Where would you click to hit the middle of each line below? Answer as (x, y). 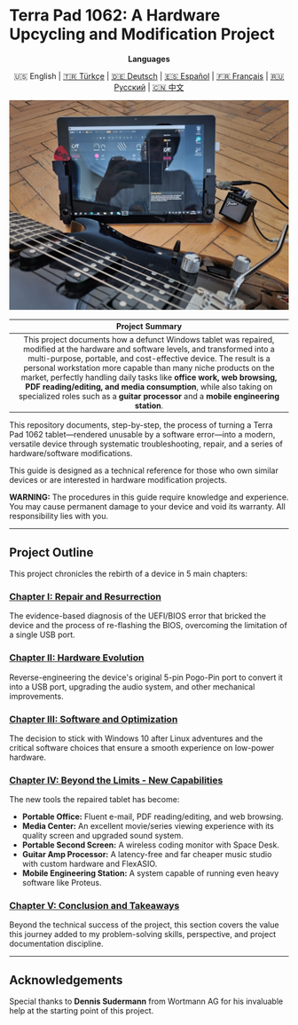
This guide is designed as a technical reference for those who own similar (144, 470)
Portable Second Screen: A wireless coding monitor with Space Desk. (150, 845)
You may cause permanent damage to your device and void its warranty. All (147, 507)
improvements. (36, 696)
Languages (149, 59)
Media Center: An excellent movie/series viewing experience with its (148, 826)
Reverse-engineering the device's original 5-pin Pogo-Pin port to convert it (146, 677)
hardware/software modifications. (71, 453)
